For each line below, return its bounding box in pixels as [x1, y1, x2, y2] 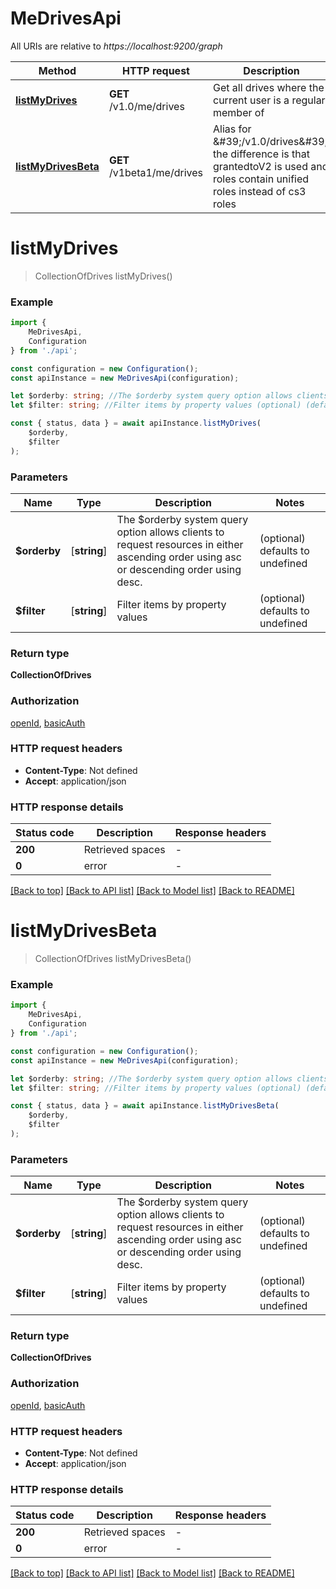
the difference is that [213, 147, 310, 161]
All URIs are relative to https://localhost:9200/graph [10, 40, 223, 52]
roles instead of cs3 [213, 184, 307, 198]
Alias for [213, 122, 252, 136]
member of [213, 105, 265, 119]
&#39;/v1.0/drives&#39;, [213, 134, 331, 148]
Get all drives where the [213, 80, 325, 94]
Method [38, 63, 77, 77]
